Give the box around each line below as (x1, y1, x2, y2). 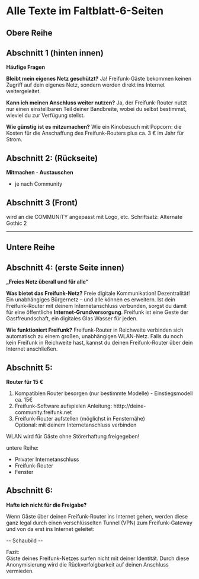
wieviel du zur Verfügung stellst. (6, 112, 85, 119)
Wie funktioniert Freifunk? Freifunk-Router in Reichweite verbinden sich (6, 326, 184, 333)
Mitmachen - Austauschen (6, 169, 73, 176)
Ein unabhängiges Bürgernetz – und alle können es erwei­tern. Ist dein (6, 296, 176, 303)
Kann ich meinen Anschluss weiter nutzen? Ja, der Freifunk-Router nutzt (6, 99, 187, 106)
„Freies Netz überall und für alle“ (6, 278, 89, 285)
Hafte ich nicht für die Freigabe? (6, 501, 87, 508)
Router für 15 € (6, 378, 43, 386)
